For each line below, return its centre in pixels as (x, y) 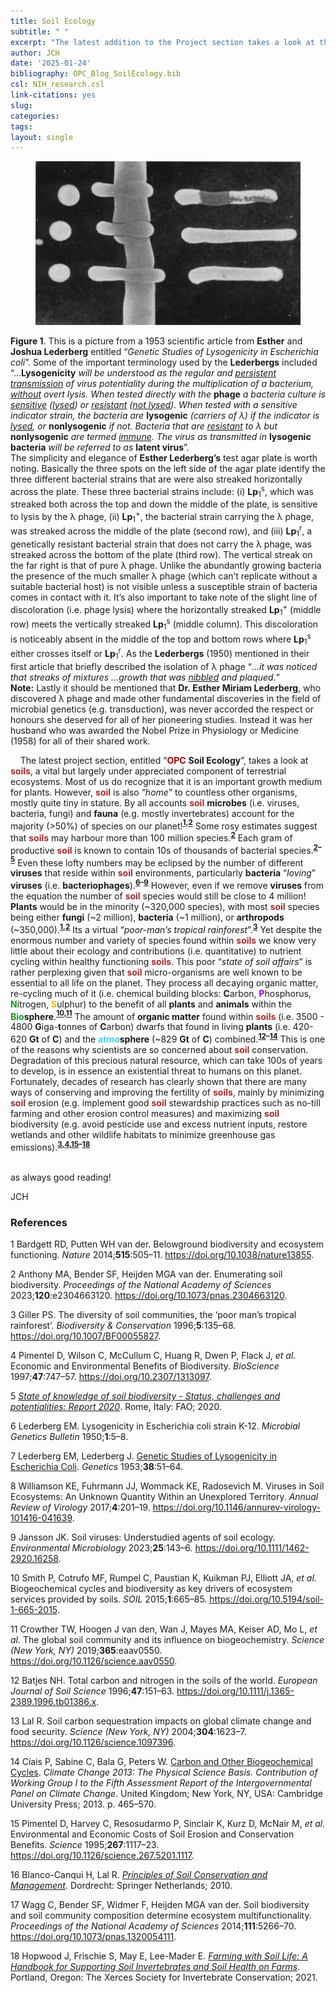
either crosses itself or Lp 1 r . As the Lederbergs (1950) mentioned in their (160, 654)
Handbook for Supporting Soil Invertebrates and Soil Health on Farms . (155, 1966)
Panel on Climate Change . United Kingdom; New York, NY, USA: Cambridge (166, 1793)
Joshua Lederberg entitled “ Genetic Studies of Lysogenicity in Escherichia (164, 351)
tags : (21, 126)
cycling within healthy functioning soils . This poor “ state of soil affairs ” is (161, 961)
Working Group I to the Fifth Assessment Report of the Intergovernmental (161, 1782)
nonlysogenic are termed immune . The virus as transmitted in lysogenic (161, 436)
